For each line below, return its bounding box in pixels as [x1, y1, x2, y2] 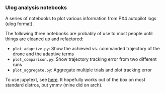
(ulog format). [5, 21, 34, 27]
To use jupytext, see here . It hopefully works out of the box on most [5, 77, 146, 83]
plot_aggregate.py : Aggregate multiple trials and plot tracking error [12, 67, 152, 73]
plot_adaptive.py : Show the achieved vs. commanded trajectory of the [12, 46, 160, 52]
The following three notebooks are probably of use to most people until [5, 31, 153, 37]
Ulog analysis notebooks [5, 4, 67, 11]
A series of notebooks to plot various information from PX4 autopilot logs [5, 16, 157, 22]
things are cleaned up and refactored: [5, 36, 84, 42]
